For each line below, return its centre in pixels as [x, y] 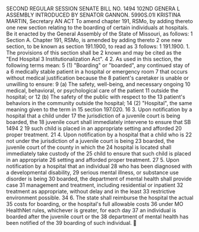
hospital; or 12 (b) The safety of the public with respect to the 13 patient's [96, 97]
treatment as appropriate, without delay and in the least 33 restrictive [91, 191]
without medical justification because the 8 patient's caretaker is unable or [97, 78]
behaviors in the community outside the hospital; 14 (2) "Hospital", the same [99, 103]
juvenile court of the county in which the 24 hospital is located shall [89, 147]
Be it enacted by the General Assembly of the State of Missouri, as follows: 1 [99, 34]
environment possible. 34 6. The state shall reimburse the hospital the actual [100, 198]
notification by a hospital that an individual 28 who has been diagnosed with [99, 166]
